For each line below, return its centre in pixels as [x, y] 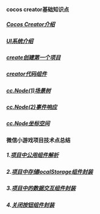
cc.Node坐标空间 [28, 123]
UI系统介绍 [20, 41]
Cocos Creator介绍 [31, 24]
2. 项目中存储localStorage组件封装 [50, 171]
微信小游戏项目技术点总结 [38, 140]
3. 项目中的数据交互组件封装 [41, 188]
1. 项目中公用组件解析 [33, 155]
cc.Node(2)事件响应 [32, 107]
